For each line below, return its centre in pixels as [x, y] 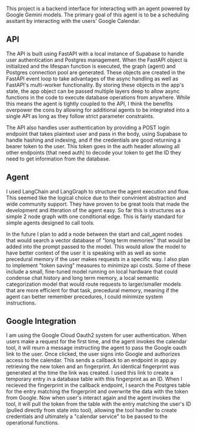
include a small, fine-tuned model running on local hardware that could [92, 271]
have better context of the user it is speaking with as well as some [86, 253]
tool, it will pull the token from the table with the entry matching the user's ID [98, 404]
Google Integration [41, 321]
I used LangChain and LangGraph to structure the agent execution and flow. [98, 191]
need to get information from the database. [58, 159]
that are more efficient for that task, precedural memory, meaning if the [92, 290]
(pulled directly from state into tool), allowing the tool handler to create [92, 410]
